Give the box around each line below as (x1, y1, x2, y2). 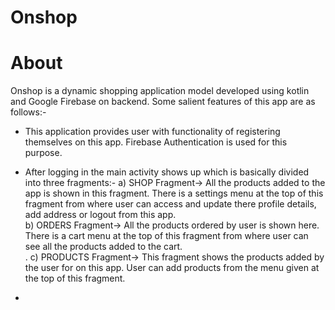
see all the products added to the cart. (24, 241, 183, 253)
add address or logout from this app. (24, 209, 177, 221)
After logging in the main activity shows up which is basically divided (24, 166, 310, 178)
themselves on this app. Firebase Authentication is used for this (24, 136, 288, 148)
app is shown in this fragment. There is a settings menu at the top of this (24, 187, 324, 200)
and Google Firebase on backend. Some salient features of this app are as (10, 96, 316, 108)
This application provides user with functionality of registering (24, 126, 281, 138)
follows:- (10, 106, 47, 118)
